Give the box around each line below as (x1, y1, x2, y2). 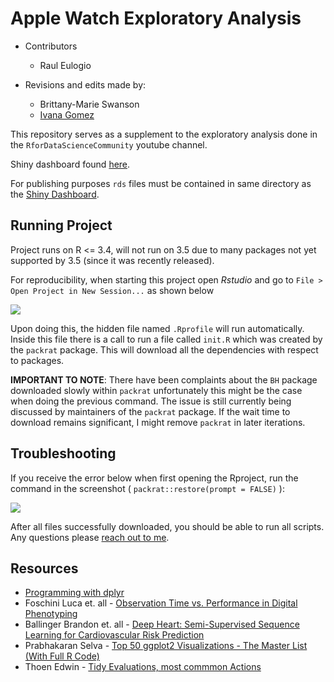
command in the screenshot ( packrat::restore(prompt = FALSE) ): (10, 482, 285, 494)
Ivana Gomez (39, 108, 95, 121)
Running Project (10, 217, 113, 234)
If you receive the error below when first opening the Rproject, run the (10, 472, 299, 484)
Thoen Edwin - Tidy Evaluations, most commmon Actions (24, 661, 262, 673)
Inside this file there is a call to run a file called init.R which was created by (10, 333, 323, 345)
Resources (10, 560, 79, 577)
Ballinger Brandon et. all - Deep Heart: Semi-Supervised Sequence (24, 618, 300, 631)
